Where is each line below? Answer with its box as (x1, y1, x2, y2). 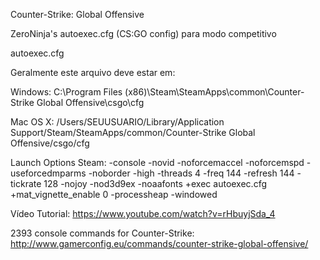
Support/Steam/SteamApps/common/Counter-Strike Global (10, 127, 256, 138)
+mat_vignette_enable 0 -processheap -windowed (10, 189, 218, 200)
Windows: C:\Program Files (10, 86, 123, 98)
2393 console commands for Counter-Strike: (10, 227, 195, 239)
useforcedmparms (10, 167, 87, 179)
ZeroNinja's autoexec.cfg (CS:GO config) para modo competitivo (10, 28, 277, 39)
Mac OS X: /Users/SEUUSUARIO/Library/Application (10, 116, 225, 128)
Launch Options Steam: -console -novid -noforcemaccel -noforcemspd (10, 157, 305, 168)
